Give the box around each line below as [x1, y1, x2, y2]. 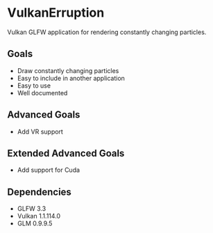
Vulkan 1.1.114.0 [17, 212, 61, 220]
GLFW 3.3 [17, 204, 46, 213]
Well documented [17, 88, 68, 97]
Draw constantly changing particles [17, 66, 119, 74]
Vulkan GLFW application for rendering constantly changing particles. [7, 28, 207, 36]
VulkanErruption [7, 5, 105, 21]
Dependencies [7, 186, 71, 198]
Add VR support [17, 127, 64, 136]
